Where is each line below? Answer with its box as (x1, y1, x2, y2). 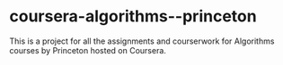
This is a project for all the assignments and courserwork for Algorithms (9, 36, 275, 46)
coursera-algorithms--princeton (9, 6, 258, 27)
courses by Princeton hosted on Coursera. (9, 45, 166, 55)
